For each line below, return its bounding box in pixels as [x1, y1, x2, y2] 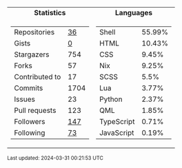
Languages [114, 8, 153, 17]
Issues [14, 94, 36, 104]
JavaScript [99, 128, 134, 137]
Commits [14, 83, 43, 92]
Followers [14, 117, 46, 126]
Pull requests [14, 106, 57, 115]
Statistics [34, 8, 66, 17]
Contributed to [14, 72, 61, 81]
